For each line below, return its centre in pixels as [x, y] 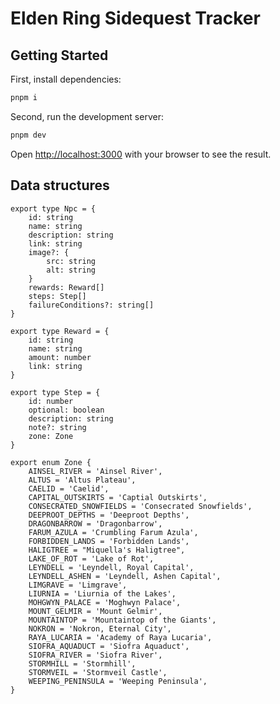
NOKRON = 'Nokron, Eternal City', [100, 628]
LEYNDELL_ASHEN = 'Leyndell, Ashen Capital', [125, 576]
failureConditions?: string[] [91, 305]
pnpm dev [28, 135]
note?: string [57, 427]
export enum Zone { [51, 462]
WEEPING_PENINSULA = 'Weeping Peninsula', [118, 681]
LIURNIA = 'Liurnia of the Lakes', [102, 593]
